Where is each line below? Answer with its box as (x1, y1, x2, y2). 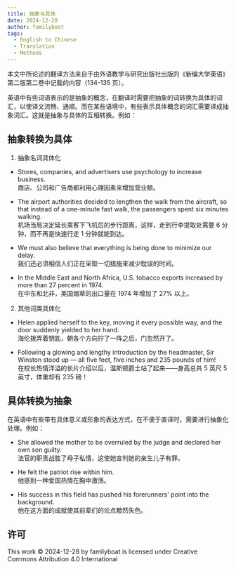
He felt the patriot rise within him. (17, 468, 114, 476)
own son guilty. (17, 445, 62, 454)
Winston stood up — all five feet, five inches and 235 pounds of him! (17, 355, 216, 364)
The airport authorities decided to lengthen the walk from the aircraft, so (17, 197, 227, 206)
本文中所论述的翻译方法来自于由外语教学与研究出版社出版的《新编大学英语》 (7, 70, 229, 78)
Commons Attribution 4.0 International (7, 555, 118, 563)
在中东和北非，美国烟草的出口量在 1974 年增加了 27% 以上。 (17, 289, 193, 297)
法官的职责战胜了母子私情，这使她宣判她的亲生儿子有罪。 (17, 454, 184, 462)
